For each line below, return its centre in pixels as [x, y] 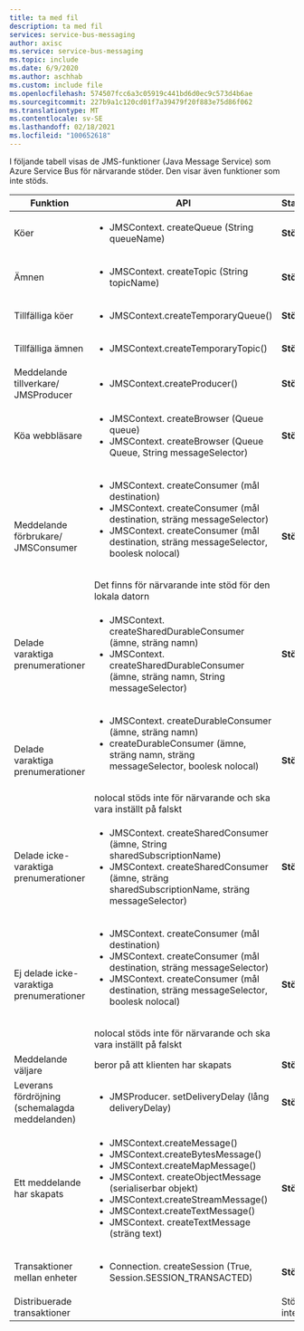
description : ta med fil [56, 26]
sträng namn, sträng [152, 754]
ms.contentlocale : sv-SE [56, 119]
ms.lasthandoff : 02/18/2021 [62, 128]
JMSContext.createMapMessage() [183, 1165]
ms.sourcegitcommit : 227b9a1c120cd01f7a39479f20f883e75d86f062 [131, 102]
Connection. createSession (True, [180, 1266]
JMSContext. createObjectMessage [185, 1176]
